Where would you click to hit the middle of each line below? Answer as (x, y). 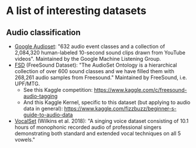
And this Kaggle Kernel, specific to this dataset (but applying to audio (107, 102)
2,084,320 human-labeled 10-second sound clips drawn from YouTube (100, 53)
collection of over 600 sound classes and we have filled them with (94, 71)
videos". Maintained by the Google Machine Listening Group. (88, 59)
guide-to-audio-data (48, 115)
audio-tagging (40, 96)
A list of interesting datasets (76, 11)
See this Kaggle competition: (58, 90)
